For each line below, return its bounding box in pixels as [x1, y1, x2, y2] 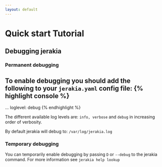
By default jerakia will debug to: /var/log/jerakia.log [5, 128, 113, 134]
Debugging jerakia [5, 47, 62, 56]
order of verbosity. [5, 119, 43, 125]
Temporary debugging [5, 140, 59, 147]
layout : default [5, 7, 38, 12]
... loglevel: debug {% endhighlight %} [5, 105, 81, 110]
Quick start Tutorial [5, 28, 85, 39]
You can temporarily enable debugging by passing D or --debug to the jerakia [5, 152, 158, 157]
